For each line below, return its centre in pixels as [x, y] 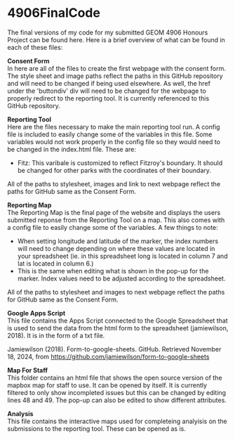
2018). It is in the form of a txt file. [56, 335]
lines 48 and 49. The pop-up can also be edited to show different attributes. [117, 400]
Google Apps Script [36, 313]
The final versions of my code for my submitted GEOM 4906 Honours [108, 32]
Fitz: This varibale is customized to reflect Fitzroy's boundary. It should [120, 162]
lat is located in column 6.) [55, 263]
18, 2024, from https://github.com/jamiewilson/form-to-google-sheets [108, 356]
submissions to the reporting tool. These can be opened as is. [96, 428]
